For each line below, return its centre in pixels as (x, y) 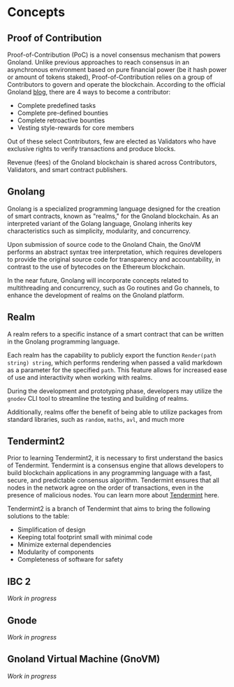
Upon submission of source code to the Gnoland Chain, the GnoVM (104, 244)
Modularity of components (56, 552)
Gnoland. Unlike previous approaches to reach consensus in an (98, 62)
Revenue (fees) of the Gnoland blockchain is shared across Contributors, (112, 162)
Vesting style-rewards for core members (76, 128)
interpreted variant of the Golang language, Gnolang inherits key (100, 223)
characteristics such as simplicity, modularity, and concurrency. (99, 231)
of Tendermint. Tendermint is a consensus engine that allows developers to (116, 465)
